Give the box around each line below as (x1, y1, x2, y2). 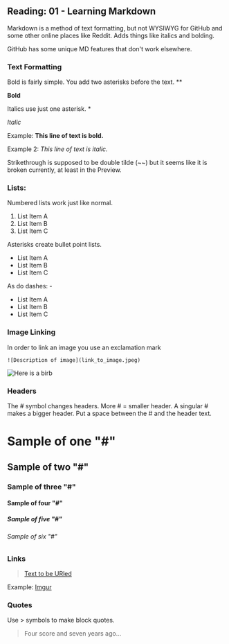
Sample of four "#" (7, 499, 63, 507)
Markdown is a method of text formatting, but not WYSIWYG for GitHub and (7, 24, 223, 32)
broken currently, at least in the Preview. (7, 166, 122, 174)
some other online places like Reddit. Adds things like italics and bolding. (7, 31, 214, 40)
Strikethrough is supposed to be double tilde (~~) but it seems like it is (7, 159, 208, 167)
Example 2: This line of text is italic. (7, 145, 109, 153)
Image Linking (7, 327, 56, 337)
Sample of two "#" (7, 461, 89, 473)
